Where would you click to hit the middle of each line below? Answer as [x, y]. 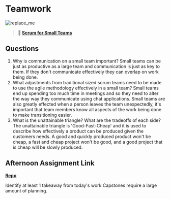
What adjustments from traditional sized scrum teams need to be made [87, 82]
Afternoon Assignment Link [50, 163]
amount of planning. [26, 190]
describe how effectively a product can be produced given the [78, 131]
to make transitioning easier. [42, 115]
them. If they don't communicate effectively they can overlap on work [86, 72]
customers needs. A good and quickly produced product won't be [82, 136]
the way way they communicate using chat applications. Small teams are [89, 98]
